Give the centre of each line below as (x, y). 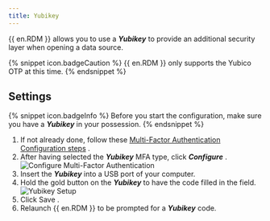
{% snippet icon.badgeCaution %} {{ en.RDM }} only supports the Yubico (130, 63)
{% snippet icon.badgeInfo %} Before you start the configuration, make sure (135, 116)
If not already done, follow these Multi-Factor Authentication (120, 140)
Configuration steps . (55, 149)
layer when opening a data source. (66, 47)
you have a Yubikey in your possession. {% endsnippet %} (106, 125)
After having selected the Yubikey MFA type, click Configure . (123, 157)
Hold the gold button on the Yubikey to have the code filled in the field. (138, 182)
